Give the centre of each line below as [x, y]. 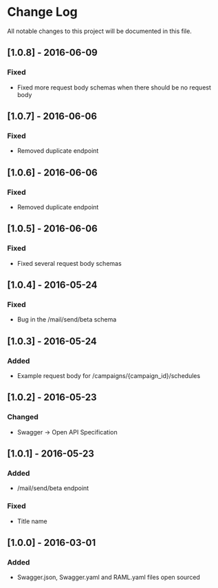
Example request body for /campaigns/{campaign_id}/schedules [109, 376]
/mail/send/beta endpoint [53, 488]
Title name [32, 521]
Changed [23, 417]
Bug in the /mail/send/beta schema [67, 319]
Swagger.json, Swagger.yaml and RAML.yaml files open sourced [109, 577]
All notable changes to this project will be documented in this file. [100, 31]
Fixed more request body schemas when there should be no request [114, 87]
